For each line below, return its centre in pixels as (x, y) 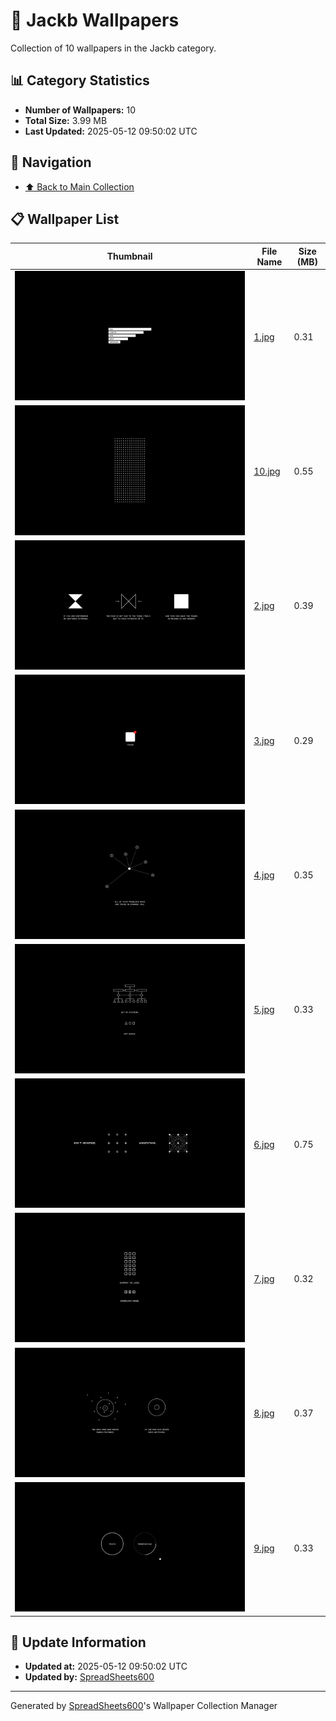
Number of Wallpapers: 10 (80, 110)
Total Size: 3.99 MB (66, 120)
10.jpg (267, 471)
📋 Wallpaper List (65, 219)
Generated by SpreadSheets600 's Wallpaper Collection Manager (144, 1706)
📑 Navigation (51, 162)
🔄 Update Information (78, 1642)
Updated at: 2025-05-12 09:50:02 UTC (106, 1666)
